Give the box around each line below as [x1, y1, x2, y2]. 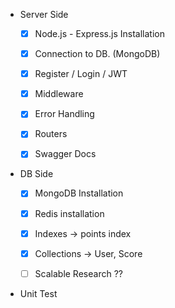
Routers [34, 128, 68, 140]
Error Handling [34, 108, 95, 120]
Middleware [34, 88, 84, 100]
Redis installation [34, 207, 105, 219]
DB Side [19, 168, 54, 180]
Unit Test [19, 287, 58, 299]
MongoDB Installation [34, 187, 124, 199]
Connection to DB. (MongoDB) [34, 48, 161, 60]
